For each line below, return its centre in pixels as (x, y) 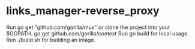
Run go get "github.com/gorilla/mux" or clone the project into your (88, 27)
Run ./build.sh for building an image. (51, 40)
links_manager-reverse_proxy (83, 11)
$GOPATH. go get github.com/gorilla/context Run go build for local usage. (97, 33)
